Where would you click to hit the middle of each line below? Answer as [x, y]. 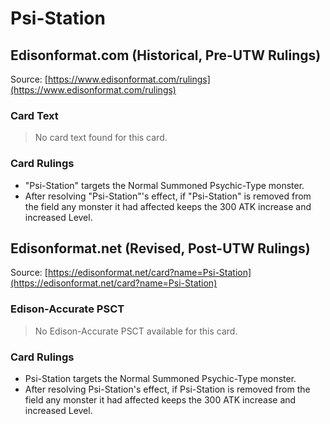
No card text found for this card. [101, 138]
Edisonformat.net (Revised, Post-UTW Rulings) [160, 248]
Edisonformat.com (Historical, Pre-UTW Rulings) [166, 55]
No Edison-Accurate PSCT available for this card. [136, 331]
